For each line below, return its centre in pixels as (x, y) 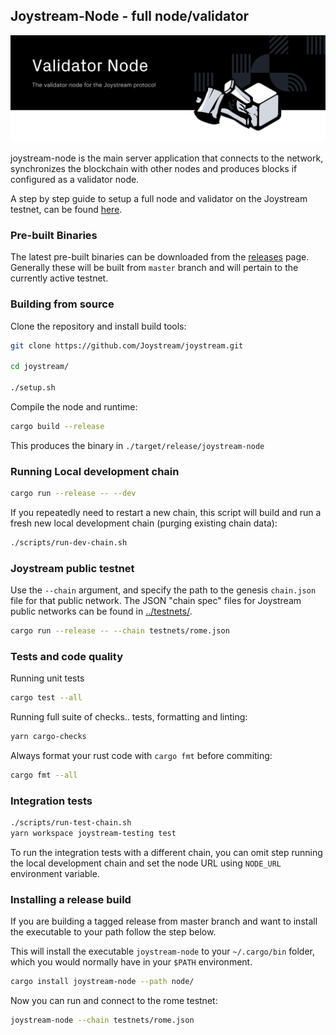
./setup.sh (33, 388)
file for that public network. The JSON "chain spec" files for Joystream (156, 601)
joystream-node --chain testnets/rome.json (102, 1020)
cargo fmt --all (44, 775)
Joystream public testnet (72, 568)
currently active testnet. (59, 278)
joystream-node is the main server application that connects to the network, (167, 158)
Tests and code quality (66, 657)
